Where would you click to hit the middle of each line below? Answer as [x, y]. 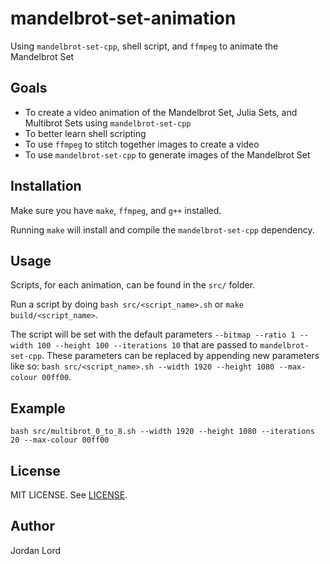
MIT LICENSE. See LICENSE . [69, 495]
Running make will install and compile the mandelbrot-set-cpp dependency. [162, 229]
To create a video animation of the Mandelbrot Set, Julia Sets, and [161, 112]
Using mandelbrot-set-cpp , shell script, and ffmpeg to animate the [144, 46]
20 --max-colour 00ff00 [60, 440]
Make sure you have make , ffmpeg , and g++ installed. [116, 210]
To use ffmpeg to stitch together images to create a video [142, 144]
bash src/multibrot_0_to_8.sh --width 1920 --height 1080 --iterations [162, 432]
